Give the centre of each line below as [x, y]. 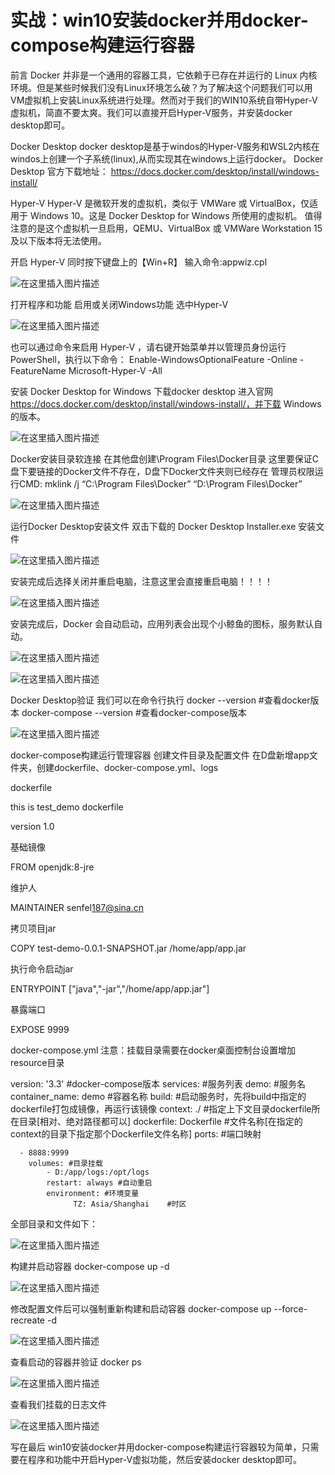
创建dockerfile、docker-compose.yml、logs [127, 767]
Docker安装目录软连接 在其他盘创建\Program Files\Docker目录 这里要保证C [165, 458]
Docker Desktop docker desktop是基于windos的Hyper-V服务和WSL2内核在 [165, 146]
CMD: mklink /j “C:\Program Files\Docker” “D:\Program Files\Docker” [160, 483]
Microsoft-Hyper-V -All [115, 370]
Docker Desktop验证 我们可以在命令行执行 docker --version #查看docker [160, 700]
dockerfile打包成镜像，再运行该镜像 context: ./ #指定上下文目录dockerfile [161, 1108]
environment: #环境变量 [93, 1193]
